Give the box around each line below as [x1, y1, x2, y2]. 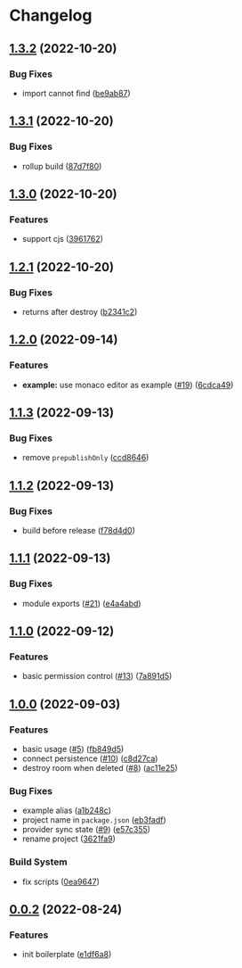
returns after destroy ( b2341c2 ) [21, 306, 138, 317]
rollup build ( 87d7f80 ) [21, 161, 102, 171]
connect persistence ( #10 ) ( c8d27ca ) [21, 753, 158, 764]
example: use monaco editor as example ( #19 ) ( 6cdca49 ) [21, 379, 234, 390]
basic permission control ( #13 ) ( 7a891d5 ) [21, 671, 173, 682]
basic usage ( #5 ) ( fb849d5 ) [21, 744, 125, 755]
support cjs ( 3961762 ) [21, 234, 104, 244]
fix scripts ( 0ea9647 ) [21, 876, 101, 887]
